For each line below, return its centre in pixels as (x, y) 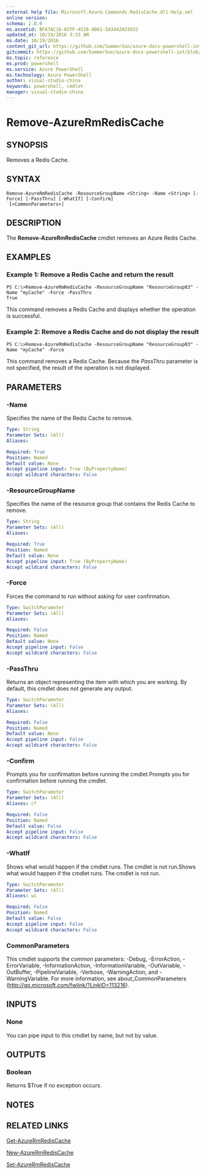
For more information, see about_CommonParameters (119, 979)
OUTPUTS (26, 1055)
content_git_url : (29, 47)
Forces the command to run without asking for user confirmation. (89, 596)
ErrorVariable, (24, 965)
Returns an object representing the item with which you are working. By (97, 682)
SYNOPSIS (27, 145)
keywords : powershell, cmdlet (45, 87)
